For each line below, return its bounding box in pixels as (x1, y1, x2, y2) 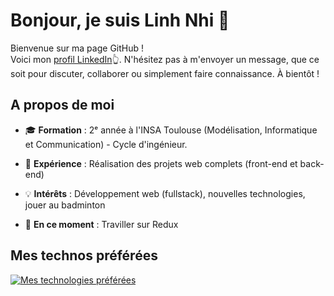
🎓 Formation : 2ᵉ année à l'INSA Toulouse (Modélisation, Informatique (24, 124, 318, 136)
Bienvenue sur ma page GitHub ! (10, 42, 145, 54)
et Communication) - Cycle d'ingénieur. (24, 138, 188, 150)
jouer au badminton (24, 199, 106, 211)
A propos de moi (10, 97, 115, 114)
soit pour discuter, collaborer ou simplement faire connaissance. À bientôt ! (10, 67, 320, 79)
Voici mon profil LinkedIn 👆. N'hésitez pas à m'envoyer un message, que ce (10, 53, 320, 65)
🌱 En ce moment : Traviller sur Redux (24, 218, 179, 230)
